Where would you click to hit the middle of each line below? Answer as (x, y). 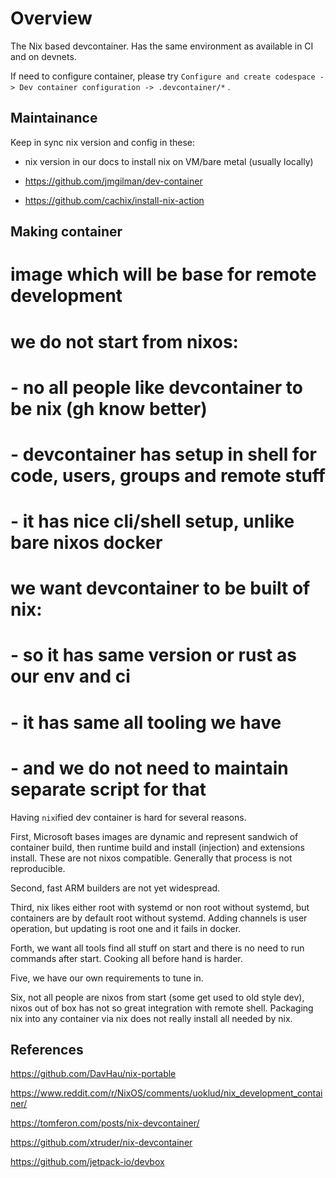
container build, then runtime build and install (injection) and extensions (157, 847)
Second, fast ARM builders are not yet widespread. (115, 888)
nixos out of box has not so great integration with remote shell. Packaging (162, 1008)
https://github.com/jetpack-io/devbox (87, 1162)
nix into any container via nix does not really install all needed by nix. (151, 1018)
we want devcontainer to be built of (160, 588)
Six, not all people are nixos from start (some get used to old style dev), (157, 997)
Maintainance (54, 118)
